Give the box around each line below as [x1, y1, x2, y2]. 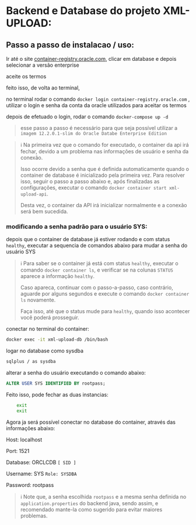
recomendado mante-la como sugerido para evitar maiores [20, 506, 163, 513]
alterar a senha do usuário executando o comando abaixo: [6, 369, 146, 376]
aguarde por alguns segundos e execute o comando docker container [20, 290, 190, 297]
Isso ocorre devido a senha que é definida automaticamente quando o [20, 166, 190, 172]
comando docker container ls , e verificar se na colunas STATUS [20, 266, 173, 273]
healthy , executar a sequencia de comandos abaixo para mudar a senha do [6, 242, 188, 249]
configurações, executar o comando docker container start [20, 184, 167, 191]
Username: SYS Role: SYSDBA [6, 470, 77, 477]
